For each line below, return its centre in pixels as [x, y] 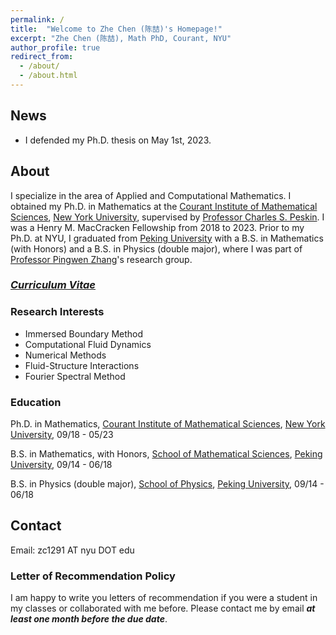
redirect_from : [42, 57]
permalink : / [37, 19]
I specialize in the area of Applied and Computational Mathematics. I [151, 195]
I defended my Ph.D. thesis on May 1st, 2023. [118, 140]
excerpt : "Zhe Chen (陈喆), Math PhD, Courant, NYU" [121, 38]
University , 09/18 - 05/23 [62, 435]
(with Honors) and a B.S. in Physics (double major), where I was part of [156, 248]
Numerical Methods [65, 355]
